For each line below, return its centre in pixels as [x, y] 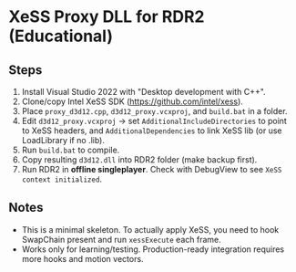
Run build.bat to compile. [71, 150]
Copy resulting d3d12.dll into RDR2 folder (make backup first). [139, 160]
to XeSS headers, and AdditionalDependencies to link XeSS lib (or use [152, 131]
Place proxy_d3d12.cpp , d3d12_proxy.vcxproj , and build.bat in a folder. [154, 111]
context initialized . [61, 179]
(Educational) [61, 36]
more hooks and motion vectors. [82, 258]
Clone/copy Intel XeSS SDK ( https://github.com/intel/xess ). [132, 101]
